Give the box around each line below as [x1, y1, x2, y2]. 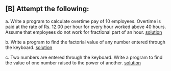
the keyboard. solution [5, 44, 53, 51]
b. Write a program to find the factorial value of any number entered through [5, 39, 166, 45]
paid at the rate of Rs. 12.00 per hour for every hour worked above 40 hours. [5, 23, 166, 30]
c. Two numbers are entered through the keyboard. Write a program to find [5, 54, 163, 60]
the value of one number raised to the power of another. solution [5, 59, 141, 66]
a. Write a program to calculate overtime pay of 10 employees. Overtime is [5, 18, 161, 24]
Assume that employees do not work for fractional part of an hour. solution [5, 29, 162, 35]
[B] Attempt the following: [5, 5, 89, 13]
